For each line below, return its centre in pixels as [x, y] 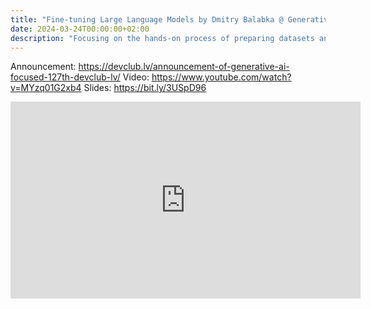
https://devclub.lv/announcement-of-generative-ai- [184, 67]
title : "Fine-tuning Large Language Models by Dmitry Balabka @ [147, 19]
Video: [136, 77]
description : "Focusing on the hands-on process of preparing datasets [162, 38]
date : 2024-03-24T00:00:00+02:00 [80, 29]
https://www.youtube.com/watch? [221, 77]
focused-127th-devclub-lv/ [65, 77]
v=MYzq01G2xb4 [46, 88]
